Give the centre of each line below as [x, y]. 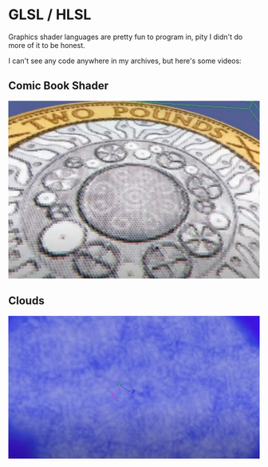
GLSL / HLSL [50, 15]
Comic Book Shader [59, 86]
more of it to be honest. [47, 45]
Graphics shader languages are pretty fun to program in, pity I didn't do [126, 37]
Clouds [27, 301]
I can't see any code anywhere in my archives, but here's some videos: [125, 61]
